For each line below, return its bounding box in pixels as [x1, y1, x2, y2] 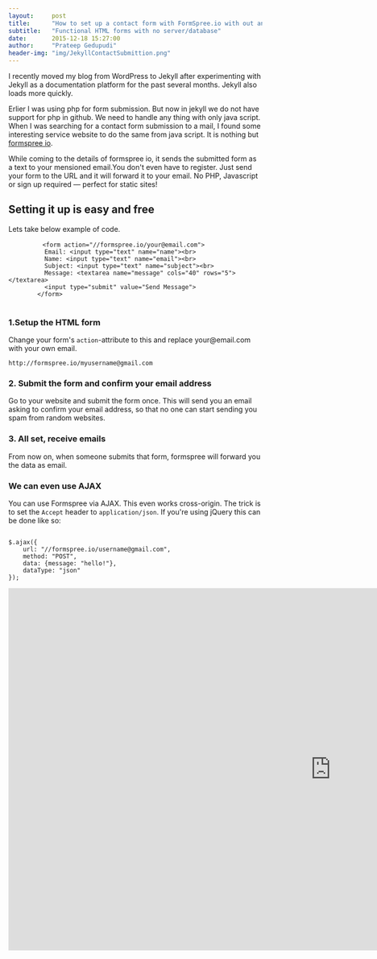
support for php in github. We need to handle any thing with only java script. [8, 113, 261, 122]
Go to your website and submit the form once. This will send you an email [8, 396, 252, 406]
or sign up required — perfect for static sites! [8, 180, 158, 189]
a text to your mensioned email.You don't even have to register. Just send [8, 163, 252, 172]
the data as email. [8, 460, 68, 469]
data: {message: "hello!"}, [23, 560, 117, 568]
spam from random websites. [8, 413, 106, 423]
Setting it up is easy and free [8, 203, 155, 217]
